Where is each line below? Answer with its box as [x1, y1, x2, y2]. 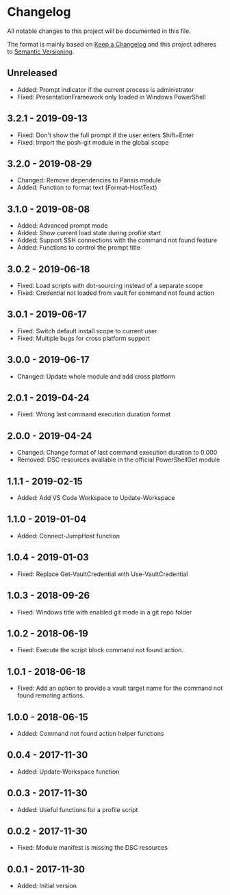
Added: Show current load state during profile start [16, 229, 162, 237]
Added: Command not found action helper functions [16, 729, 164, 737]
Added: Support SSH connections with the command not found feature [16, 236, 218, 244]
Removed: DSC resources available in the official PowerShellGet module [16, 455, 220, 464]
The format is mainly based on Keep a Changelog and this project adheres [7, 40, 217, 48]
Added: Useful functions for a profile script [16, 805, 138, 813]
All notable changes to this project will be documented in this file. [7, 27, 192, 35]
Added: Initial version [16, 882, 77, 890]
